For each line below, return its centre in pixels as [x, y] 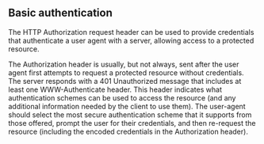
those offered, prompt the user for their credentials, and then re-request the [132, 123]
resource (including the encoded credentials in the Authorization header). [128, 131]
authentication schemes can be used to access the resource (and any [122, 97]
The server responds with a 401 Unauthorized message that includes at [125, 81]
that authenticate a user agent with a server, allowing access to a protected [131, 40]
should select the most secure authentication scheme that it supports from [130, 115]
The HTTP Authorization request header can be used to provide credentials [131, 32]
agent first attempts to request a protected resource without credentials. [126, 72]
